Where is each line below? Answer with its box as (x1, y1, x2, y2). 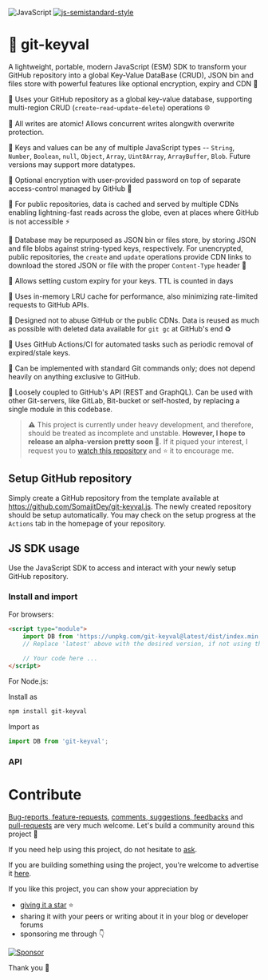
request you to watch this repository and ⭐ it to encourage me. (27, 446, 235, 455)
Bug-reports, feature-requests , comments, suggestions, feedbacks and (8, 811, 243, 822)
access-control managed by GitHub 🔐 (8, 184, 132, 193)
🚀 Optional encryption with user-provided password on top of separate (8, 175, 241, 184)
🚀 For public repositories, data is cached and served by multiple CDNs (8, 199, 239, 208)
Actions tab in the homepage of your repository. (8, 518, 166, 528)
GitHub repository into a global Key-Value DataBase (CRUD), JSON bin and (8, 70, 254, 80)
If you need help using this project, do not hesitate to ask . (8, 844, 198, 854)
